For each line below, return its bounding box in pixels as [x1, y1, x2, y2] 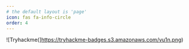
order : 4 [6, 20, 28, 26]
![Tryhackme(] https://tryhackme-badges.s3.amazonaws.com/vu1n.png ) [6, 36, 184, 44]
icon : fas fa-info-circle [6, 14, 71, 20]
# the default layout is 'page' [6, 8, 87, 15]
